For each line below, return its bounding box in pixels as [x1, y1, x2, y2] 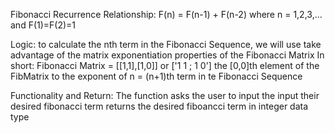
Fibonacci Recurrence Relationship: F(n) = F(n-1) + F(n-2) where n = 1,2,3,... [10, 9, 323, 20]
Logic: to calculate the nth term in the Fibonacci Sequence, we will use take [10, 39, 322, 50]
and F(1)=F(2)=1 [10, 19, 77, 31]
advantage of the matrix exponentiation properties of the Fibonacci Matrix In [10, 49, 325, 61]
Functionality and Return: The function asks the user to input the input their [10, 90, 320, 101]
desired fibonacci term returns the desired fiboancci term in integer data [10, 100, 309, 112]
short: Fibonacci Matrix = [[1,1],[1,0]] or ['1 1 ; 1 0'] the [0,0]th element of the [10, 60, 320, 71]
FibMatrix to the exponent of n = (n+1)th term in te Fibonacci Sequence [10, 70, 303, 82]
